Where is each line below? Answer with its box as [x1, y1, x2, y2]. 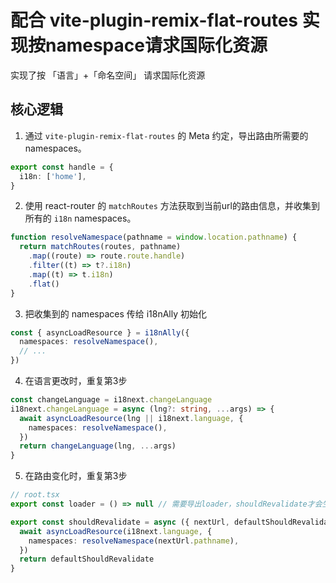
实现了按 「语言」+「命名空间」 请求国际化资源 [10, 69, 206, 81]
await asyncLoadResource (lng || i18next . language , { [19, 413, 244, 423]
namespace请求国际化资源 [45, 34, 268, 57]
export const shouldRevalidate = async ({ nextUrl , [10, 517, 230, 527]
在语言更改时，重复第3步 [24, 375, 128, 386]
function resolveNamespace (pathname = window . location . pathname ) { [10, 232, 298, 243]
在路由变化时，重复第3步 [24, 470, 128, 482]
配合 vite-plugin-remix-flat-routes [10, 9, 299, 32]
